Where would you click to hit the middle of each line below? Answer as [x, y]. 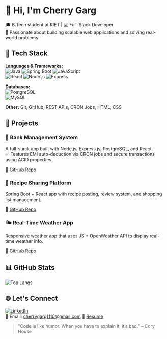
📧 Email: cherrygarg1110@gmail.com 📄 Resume [54, 316]
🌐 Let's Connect [32, 299]
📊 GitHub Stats [30, 267]
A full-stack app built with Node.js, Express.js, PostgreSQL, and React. [79, 149]
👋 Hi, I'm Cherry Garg [51, 10]
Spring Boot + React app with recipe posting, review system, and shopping [84, 194]
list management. [23, 199]
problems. [29, 37]
